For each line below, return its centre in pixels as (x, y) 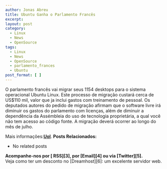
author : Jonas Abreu (27, 10)
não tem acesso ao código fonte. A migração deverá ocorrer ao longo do (81, 121)
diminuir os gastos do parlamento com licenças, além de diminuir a (75, 110)
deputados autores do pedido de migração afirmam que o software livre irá (83, 105)
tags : (11, 47)
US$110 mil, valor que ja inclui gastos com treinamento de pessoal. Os (78, 100)
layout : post (19, 24)
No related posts (30, 146)
